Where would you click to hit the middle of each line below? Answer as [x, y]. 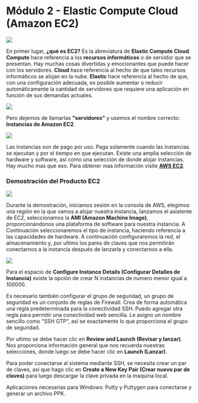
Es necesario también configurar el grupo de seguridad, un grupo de [90, 296]
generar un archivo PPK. [36, 394]
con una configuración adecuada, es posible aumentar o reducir [84, 82]
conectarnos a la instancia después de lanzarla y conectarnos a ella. [90, 249]
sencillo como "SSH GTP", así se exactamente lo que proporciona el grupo [97, 321]
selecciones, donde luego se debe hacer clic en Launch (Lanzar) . [87, 352]
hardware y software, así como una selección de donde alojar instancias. [95, 159]
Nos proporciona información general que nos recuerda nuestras [85, 345]
